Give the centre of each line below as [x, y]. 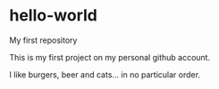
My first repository [43, 40]
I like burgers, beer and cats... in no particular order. [105, 74]
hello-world [54, 16]
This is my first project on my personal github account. [110, 57]
